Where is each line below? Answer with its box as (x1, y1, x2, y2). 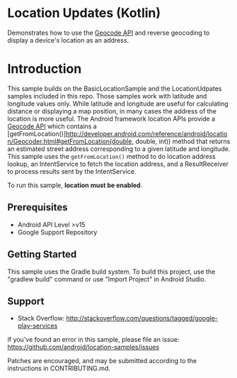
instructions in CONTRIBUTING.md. (7, 364, 111, 373)
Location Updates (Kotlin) (7, 5, 161, 21)
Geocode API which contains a (7, 122, 97, 130)
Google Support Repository (17, 228, 98, 236)
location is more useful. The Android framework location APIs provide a (7, 114, 216, 123)
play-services (17, 321, 58, 330)
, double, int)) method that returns (132, 137, 231, 145)
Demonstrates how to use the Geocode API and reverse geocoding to (7, 28, 210, 37)
